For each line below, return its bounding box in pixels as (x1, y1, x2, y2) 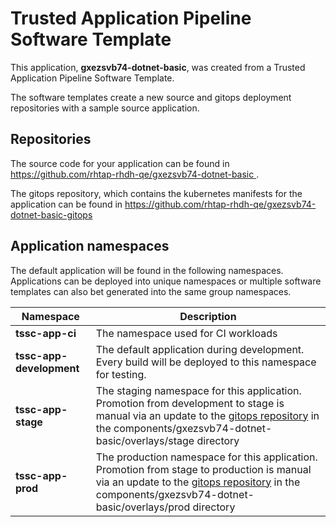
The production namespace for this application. (95, 450, 318, 464)
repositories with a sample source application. (10, 102, 200, 114)
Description (179, 309, 237, 323)
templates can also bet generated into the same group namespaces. (10, 285, 292, 297)
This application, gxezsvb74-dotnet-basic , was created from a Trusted (10, 61, 306, 73)
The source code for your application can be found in (10, 157, 230, 169)
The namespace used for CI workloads (95, 326, 278, 340)
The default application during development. (95, 342, 305, 356)
